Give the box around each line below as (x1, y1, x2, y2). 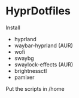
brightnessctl (14, 67, 47, 74)
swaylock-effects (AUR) (14, 61, 74, 68)
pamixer (14, 73, 35, 81)
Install (5, 24, 20, 31)
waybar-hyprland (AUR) (14, 42, 73, 49)
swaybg (14, 54, 34, 62)
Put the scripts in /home (5, 85, 65, 92)
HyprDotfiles (5, 4, 71, 18)
